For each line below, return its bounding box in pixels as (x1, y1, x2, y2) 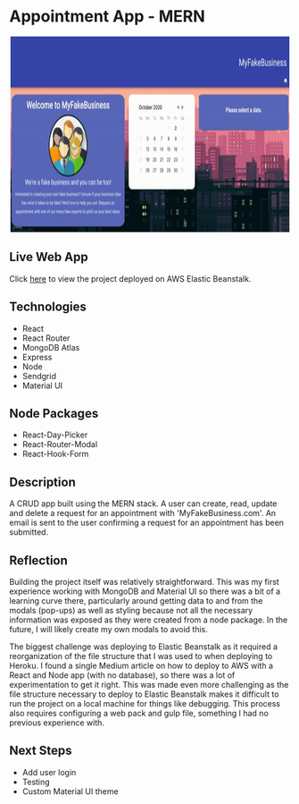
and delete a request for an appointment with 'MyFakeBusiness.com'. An (9, 508, 277, 519)
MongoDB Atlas (21, 342, 80, 352)
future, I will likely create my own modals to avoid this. (9, 624, 208, 634)
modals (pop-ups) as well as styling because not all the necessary (9, 605, 253, 615)
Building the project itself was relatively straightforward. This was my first (9, 577, 279, 587)
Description (9, 474, 76, 489)
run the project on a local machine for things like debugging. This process (9, 698, 281, 708)
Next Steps (9, 743, 72, 758)
